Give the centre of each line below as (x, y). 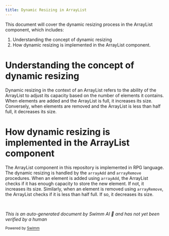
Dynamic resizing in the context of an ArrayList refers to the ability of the (81, 90)
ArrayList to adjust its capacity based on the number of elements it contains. (84, 95)
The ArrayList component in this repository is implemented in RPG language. (85, 167)
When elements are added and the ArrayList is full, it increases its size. (79, 101)
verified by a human (26, 219)
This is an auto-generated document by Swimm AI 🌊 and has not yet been (82, 214)
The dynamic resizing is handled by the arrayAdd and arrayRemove (73, 173)
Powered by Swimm (22, 228)
